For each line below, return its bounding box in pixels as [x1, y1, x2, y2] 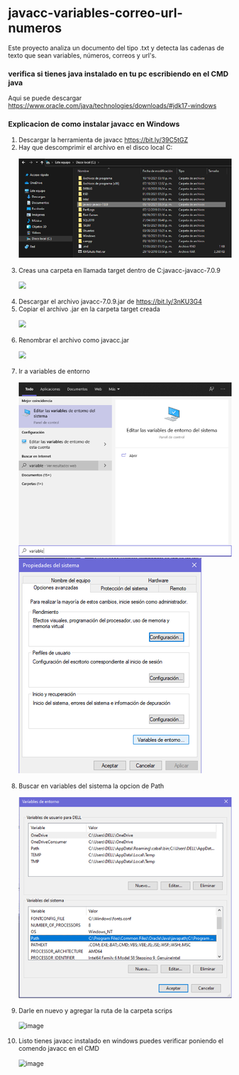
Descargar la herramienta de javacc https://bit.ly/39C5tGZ [18, 135, 189, 144]
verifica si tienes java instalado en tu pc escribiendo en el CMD [8, 69, 229, 79]
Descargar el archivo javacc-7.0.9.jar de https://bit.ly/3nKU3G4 [18, 297, 203, 306]
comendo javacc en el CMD [18, 1044, 100, 1053]
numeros [8, 20, 62, 36]
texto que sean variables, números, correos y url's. [8, 51, 157, 60]
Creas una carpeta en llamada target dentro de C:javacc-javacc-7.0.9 [18, 266, 221, 274]
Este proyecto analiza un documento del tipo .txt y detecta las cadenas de [8, 43, 225, 52]
